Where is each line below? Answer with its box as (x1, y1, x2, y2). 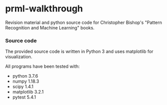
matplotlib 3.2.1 (12, 89, 44, 95)
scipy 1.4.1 (12, 84, 34, 90)
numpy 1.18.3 (12, 78, 39, 85)
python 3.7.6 (12, 73, 39, 79)
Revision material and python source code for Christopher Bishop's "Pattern (5, 19, 162, 25)
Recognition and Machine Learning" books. (5, 24, 95, 30)
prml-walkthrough (5, 3, 83, 14)
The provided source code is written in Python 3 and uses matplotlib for (5, 48, 154, 55)
